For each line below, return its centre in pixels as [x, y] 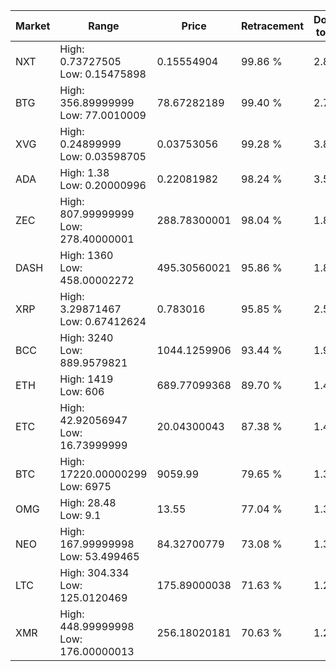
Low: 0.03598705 [103, 156]
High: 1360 [86, 255]
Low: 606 [82, 391]
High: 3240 [86, 337]
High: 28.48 [88, 502]
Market [33, 26]
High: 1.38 [84, 172]
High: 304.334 [94, 572]
